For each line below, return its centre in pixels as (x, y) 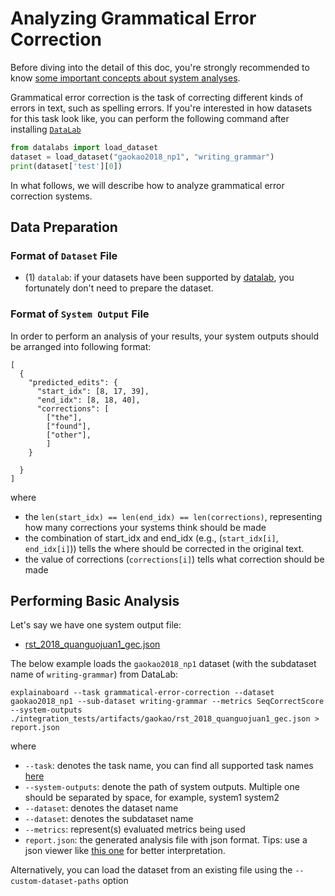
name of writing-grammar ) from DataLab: (94, 674)
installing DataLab (46, 129)
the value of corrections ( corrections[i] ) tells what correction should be (174, 559)
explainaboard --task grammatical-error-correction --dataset (142, 693)
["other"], (69, 435)
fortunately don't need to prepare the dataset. (119, 288)
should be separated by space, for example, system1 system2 (152, 798)
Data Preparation (64, 227)
